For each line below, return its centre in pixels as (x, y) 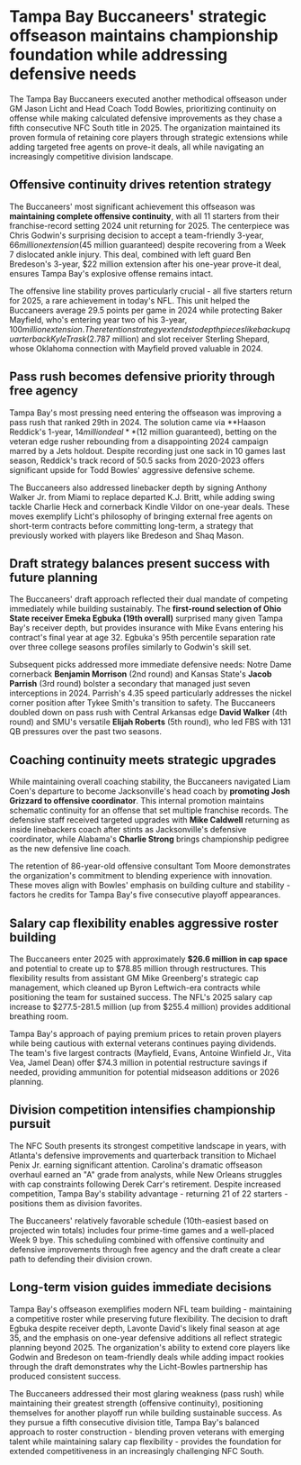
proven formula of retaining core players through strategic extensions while (149, 137)
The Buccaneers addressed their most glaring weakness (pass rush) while (147, 1393)
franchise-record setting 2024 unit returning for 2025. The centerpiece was (150, 225)
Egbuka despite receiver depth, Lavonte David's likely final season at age (145, 1328)
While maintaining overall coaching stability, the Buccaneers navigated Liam (150, 782)
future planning (54, 577)
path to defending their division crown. (81, 1259)
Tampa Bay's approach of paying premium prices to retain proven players (146, 1034)
